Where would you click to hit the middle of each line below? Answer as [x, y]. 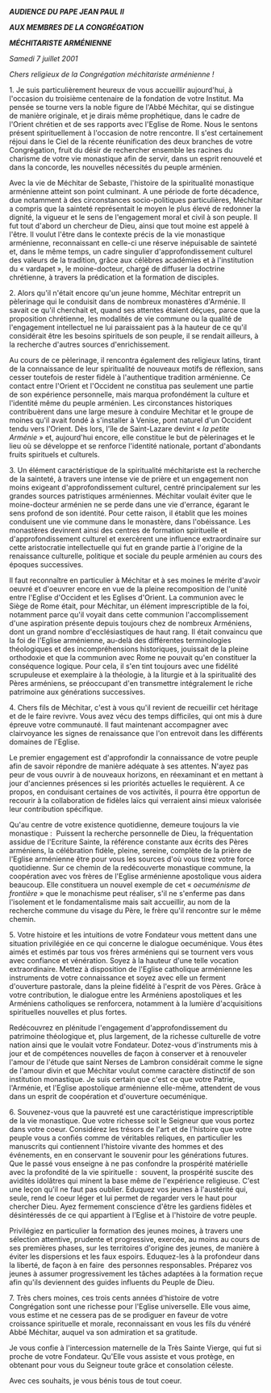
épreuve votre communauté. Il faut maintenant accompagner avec [119, 725]
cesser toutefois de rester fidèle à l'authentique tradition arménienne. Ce [130, 377]
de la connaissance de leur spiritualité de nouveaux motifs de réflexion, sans [136, 368]
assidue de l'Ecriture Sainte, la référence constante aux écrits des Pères [129, 842]
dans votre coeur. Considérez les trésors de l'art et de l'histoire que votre [131, 1129]
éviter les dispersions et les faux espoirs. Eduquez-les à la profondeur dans [135, 1256]
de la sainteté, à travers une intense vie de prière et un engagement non [129, 479]
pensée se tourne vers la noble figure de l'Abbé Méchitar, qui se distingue [132, 107]
